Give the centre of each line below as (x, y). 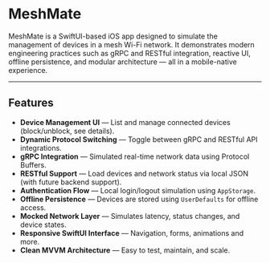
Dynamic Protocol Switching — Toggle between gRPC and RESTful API (139, 139)
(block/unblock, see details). (67, 131)
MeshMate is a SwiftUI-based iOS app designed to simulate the (113, 36)
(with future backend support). (71, 182)
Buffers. (33, 164)
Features (31, 103)
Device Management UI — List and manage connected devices (125, 122)
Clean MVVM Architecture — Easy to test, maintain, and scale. (125, 250)
